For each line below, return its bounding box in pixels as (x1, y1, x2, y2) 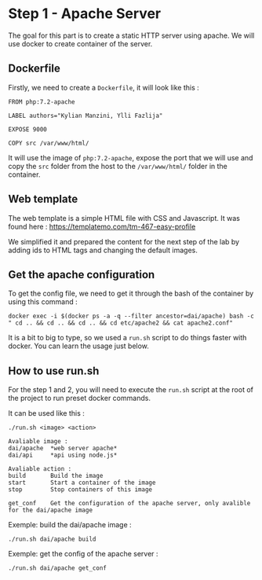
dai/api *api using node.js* (8, 451, 118, 460)
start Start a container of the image (8, 479, 156, 487)
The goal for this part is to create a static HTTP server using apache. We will (8, 31, 255, 40)
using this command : (8, 297, 78, 307)
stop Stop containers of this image (8, 486, 153, 494)
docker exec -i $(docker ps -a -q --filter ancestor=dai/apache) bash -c (8, 312, 255, 321)
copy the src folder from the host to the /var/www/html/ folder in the (8, 161, 227, 171)
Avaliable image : (8, 438, 68, 446)
